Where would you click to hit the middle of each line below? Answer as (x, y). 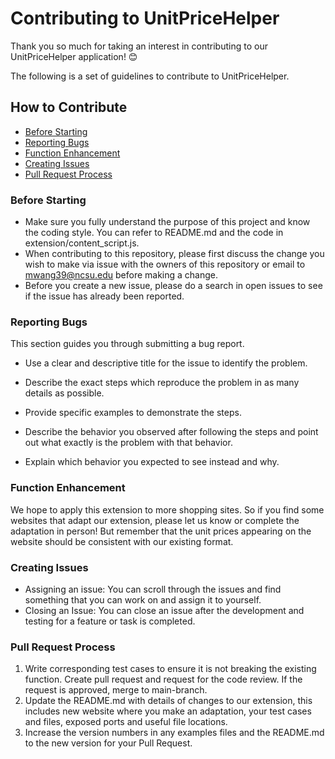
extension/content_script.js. (82, 243)
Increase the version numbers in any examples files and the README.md (174, 733)
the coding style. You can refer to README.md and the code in (154, 233)
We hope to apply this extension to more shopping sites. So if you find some (167, 509)
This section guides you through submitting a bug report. (127, 344)
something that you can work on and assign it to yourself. (143, 599)
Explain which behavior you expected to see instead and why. (152, 462)
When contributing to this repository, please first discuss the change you (174, 254)
